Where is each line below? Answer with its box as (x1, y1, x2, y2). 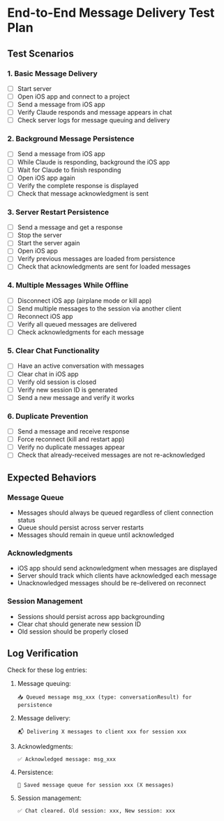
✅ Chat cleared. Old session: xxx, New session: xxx (17, 808, 176, 815)
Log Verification (7, 647, 79, 659)
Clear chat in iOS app (17, 369, 79, 378)
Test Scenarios (7, 48, 75, 59)
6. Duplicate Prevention (7, 411, 89, 421)
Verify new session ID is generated (17, 385, 118, 394)
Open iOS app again (17, 173, 75, 182)
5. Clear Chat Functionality (7, 346, 100, 356)
